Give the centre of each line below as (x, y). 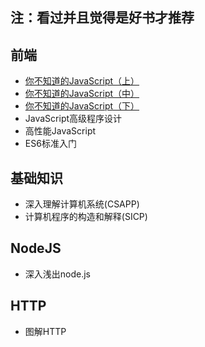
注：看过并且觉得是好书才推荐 (102, 18)
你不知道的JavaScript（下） (82, 106)
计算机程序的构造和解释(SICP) (86, 217)
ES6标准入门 (50, 144)
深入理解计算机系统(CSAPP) (82, 204)
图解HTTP (45, 331)
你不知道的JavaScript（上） (82, 81)
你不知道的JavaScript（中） (82, 94)
